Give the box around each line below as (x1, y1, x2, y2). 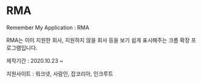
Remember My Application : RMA (6, 24, 89, 31)
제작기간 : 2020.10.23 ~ (6, 57, 64, 64)
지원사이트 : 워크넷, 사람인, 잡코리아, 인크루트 (6, 70, 114, 77)
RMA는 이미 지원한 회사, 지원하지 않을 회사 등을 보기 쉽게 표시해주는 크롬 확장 (6, 36, 190, 43)
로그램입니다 (6, 44, 37, 51)
